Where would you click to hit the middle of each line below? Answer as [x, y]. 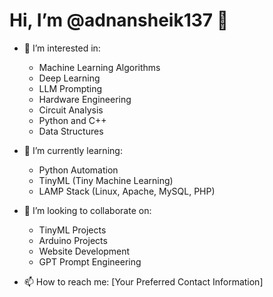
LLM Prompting [70, 88]
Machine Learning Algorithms [99, 67]
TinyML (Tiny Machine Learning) [106, 180]
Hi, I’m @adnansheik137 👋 [119, 20]
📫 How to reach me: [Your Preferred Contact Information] [143, 281]
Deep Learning [69, 78]
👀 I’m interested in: [62, 48]
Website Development [84, 251]
